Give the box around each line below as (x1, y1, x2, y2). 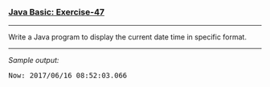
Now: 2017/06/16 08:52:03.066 (8, 71, 128, 81)
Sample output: (8, 56, 59, 65)
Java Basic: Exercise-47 (8, 6, 104, 18)
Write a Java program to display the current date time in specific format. (8, 32, 247, 42)
